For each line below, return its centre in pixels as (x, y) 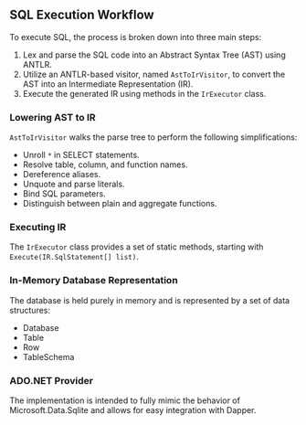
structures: (30, 310)
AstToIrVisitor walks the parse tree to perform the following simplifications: (153, 137)
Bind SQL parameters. (64, 194)
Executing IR (38, 228)
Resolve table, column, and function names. (105, 165)
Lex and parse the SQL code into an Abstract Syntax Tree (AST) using (154, 55)
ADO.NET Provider (52, 380)
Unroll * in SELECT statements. (81, 155)
